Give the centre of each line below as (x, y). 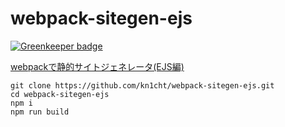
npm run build (40, 112)
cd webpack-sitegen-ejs (60, 94)
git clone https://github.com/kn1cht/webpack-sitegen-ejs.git (142, 85)
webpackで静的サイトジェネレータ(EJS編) (97, 66)
